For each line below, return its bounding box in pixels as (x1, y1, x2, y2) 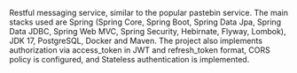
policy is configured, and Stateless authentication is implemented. (9, 55, 250, 64)
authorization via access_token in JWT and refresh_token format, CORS (9, 45, 270, 55)
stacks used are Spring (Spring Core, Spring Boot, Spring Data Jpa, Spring (9, 17, 282, 27)
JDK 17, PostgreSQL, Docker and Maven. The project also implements (9, 35, 263, 46)
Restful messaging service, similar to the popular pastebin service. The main (9, 8, 288, 18)
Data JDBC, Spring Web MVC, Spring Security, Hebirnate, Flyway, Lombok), (9, 26, 286, 36)
